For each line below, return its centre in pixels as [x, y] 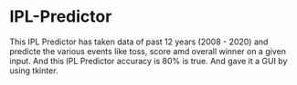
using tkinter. [34, 71]
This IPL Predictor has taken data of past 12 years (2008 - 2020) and [139, 42]
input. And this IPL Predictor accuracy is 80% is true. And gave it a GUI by [148, 61]
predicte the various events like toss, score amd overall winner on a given [148, 51]
